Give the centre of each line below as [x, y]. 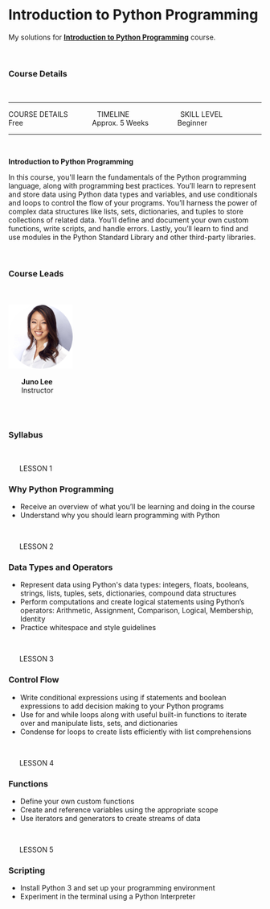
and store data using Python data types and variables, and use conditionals [133, 194]
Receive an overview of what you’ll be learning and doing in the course [137, 507]
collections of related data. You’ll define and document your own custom [129, 220]
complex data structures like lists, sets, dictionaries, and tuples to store [126, 212]
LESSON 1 [36, 468]
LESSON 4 [37, 762]
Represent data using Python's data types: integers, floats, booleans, [134, 585]
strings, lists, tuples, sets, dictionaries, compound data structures [128, 593]
